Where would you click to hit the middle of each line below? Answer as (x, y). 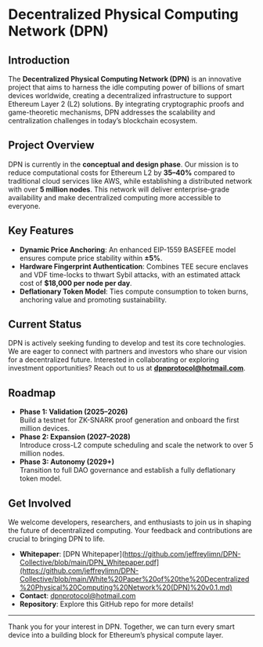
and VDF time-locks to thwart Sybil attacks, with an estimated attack (130, 274)
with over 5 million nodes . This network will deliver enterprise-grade (119, 189)
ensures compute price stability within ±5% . (91, 258)
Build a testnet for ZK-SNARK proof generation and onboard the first (129, 420)
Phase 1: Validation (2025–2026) (74, 412)
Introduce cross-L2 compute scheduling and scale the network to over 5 (136, 445)
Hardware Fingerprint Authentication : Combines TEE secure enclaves (134, 266)
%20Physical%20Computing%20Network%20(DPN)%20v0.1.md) (126, 587)
